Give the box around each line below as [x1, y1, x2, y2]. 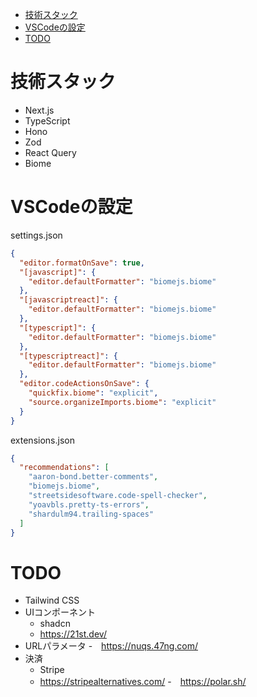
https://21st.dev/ [39, 628, 107, 640]
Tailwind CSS [24, 594, 80, 607]
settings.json [10, 229, 63, 241]
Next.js [24, 104, 55, 116]
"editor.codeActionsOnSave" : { [19, 379, 150, 389]
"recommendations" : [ [19, 463, 110, 473]
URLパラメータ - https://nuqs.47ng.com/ [24, 640, 199, 652]
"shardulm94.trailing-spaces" [28, 509, 155, 519]
